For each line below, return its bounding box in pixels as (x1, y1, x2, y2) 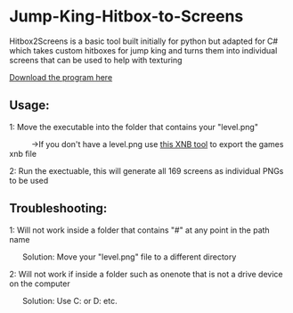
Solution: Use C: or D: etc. (21, 295, 118, 306)
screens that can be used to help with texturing (9, 54, 183, 65)
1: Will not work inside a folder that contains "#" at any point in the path (9, 225, 270, 235)
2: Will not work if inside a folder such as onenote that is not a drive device (9, 268, 283, 279)
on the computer (9, 278, 70, 289)
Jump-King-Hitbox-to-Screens (9, 6, 244, 27)
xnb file (9, 148, 37, 159)
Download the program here (9, 71, 113, 82)
